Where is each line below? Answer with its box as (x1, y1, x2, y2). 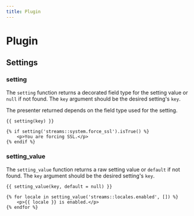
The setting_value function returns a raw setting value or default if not (6, 166, 180, 173)
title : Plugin (6, 8, 41, 15)
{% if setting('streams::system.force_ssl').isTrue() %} (6, 128, 150, 134)
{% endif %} (6, 138, 35, 145)
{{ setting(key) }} (6, 118, 54, 124)
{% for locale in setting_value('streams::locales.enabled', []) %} (6, 194, 179, 200)
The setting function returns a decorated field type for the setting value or (6, 89, 188, 96)
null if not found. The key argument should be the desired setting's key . (6, 95, 181, 102)
